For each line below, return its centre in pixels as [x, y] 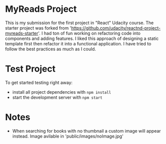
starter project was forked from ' [38, 28]
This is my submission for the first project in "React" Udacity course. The [80, 23]
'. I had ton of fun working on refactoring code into [89, 33]
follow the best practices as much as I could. [51, 49]
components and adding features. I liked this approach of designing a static [82, 38]
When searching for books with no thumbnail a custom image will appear [86, 131]
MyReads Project [41, 9]
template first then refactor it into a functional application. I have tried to [78, 43]
